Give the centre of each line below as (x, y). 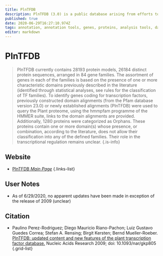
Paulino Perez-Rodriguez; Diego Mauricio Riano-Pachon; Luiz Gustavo (82, 228)
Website (18, 157)
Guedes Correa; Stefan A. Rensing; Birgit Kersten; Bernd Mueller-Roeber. (85, 233)
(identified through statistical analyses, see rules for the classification (86, 90)
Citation (17, 216)
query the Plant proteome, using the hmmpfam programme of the (82, 111)
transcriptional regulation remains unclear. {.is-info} (68, 142)
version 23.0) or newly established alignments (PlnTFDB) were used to (87, 105)
